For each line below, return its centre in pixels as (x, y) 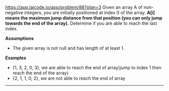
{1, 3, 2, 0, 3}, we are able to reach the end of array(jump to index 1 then (87, 68)
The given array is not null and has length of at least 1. (68, 48)
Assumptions (20, 38)
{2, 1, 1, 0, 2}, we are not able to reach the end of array (69, 78)
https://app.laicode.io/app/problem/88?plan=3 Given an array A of (74, 7)
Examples (16, 58)
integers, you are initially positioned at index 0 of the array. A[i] (90, 13)
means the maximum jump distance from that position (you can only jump (84, 18)
